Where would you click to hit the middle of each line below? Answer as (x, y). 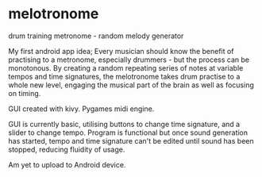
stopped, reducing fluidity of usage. (67, 149)
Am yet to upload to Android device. (67, 164)
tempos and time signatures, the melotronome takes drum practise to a (124, 76)
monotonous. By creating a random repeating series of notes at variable (126, 67)
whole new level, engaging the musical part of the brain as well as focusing (131, 85)
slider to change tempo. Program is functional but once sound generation (128, 133)
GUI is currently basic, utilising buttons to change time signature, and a (124, 124)
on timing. (25, 93)
